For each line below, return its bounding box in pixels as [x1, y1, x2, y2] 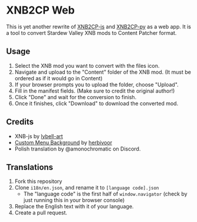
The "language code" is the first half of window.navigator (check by [23, 190, 188, 198]
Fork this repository [14, 178, 63, 185]
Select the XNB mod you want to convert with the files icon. [14, 62, 160, 69]
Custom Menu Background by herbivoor [14, 139, 113, 146]
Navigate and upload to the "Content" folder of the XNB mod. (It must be [14, 68, 192, 76]
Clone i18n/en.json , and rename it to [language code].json [14, 184, 159, 191]
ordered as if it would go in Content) [14, 74, 103, 81]
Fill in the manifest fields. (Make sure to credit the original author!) [14, 87, 175, 94]
